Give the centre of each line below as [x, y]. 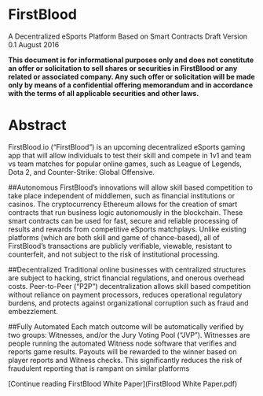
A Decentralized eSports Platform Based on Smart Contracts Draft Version [128, 36]
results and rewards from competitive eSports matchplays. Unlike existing [128, 229]
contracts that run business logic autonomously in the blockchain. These [126, 212]
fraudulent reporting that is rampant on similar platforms [99, 368]
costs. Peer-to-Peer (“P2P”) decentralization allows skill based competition [130, 286]
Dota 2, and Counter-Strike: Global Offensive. [82, 172]
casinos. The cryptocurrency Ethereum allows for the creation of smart [123, 204]
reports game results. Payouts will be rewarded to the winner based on [122, 351]
